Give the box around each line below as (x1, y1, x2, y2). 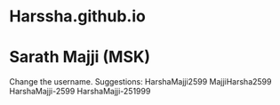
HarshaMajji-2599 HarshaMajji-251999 (9, 86, 151, 97)
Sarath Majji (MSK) (9, 47, 151, 68)
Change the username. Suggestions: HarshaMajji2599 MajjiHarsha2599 (9, 77, 272, 87)
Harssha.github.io (9, 6, 147, 27)
